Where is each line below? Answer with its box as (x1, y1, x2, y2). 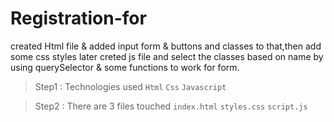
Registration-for (10, 7, 147, 30)
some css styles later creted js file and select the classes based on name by (10, 50, 324, 62)
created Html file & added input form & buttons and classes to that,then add (10, 40, 322, 52)
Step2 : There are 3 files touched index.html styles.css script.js (34, 100, 308, 112)
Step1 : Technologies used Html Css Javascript (34, 80, 227, 92)
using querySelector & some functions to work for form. (10, 61, 240, 73)
